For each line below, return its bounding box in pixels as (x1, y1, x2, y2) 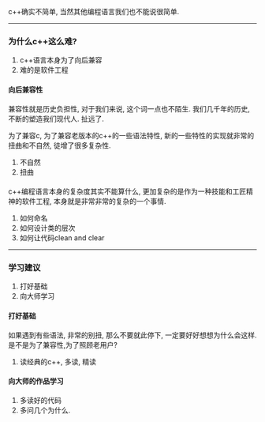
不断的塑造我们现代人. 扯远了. (8, 114, 105, 123)
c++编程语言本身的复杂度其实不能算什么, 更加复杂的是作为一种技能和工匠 (8, 187, 247, 196)
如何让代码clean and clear (19, 233, 105, 243)
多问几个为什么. (19, 405, 71, 415)
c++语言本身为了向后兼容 (19, 55, 103, 65)
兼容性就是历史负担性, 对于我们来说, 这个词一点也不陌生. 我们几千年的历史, (8, 104, 250, 113)
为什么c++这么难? (8, 36, 77, 47)
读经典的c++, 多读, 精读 (19, 356, 97, 366)
